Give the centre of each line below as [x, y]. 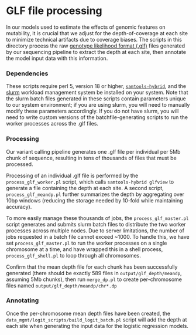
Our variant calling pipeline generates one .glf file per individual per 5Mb [93, 151]
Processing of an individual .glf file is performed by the [72, 175]
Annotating [23, 300]
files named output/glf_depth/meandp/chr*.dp [61, 285]
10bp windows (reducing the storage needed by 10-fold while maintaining [94, 200]
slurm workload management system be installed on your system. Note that [97, 93]
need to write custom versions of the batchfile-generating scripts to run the [97, 117]
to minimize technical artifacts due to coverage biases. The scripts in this [94, 39]
